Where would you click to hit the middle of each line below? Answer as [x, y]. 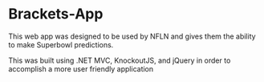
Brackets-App [56, 14]
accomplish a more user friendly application [81, 68]
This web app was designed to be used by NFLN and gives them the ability [132, 36]
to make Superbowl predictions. [61, 44]
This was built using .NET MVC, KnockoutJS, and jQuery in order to [120, 60]
